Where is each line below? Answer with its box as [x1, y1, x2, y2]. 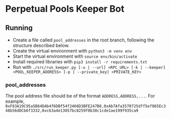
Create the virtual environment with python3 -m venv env [12, 48, 132, 54]
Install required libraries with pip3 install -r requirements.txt [12, 59, 147, 64]
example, [5, 98, 25, 105]
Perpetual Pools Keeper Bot [5, 3, 124, 15]
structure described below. [12, 42, 70, 49]
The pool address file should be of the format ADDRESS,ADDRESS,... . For [5, 93, 155, 99]
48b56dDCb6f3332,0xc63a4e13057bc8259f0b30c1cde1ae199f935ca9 [5, 108, 139, 113]
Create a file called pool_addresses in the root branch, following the [12, 37, 155, 43]
